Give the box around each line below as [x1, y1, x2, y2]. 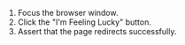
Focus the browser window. [17, 8, 119, 18]
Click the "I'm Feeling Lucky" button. [17, 17, 152, 27]
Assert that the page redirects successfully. [17, 26, 177, 36]
